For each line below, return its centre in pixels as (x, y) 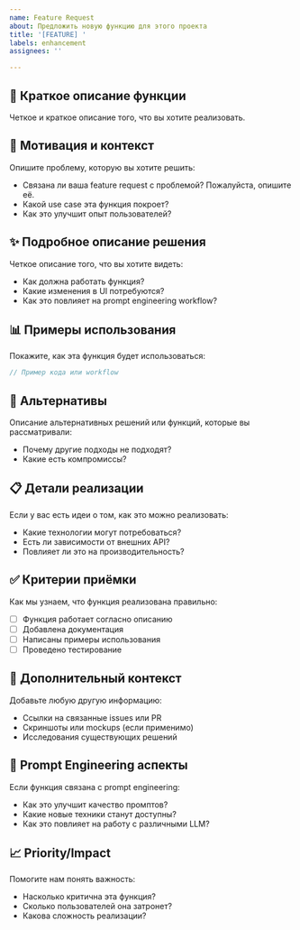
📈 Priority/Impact (60, 853)
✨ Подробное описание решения (108, 242)
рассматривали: (41, 432)
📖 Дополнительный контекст (95, 679)
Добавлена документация (73, 629)
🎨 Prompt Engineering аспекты (99, 765)
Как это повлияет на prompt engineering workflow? (120, 300)
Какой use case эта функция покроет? (95, 204)
